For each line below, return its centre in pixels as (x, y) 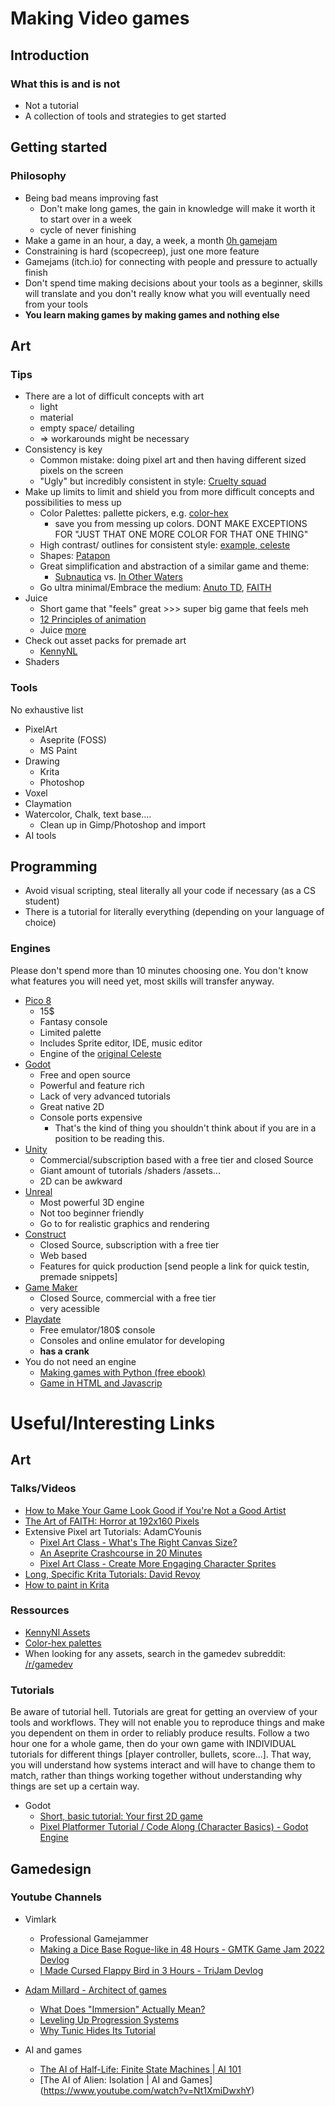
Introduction (50, 55)
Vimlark (40, 1919)
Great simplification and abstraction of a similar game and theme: (174, 566)
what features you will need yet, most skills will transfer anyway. (142, 981)
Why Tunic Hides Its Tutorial (97, 2030)
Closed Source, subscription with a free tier (129, 1244)
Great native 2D (72, 1106)
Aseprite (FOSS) (73, 739)
